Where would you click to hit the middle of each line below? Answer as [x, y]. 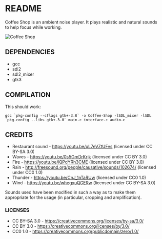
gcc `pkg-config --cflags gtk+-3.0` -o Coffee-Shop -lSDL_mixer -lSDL [78, 115]
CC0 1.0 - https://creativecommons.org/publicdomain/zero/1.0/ [75, 231]
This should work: [23, 107]
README [23, 9]
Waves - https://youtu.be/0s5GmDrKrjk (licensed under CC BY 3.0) [80, 157]
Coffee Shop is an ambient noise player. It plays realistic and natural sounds [81, 22]
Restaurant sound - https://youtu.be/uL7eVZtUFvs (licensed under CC [82, 147]
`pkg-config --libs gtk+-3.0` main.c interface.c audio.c [65, 120]
